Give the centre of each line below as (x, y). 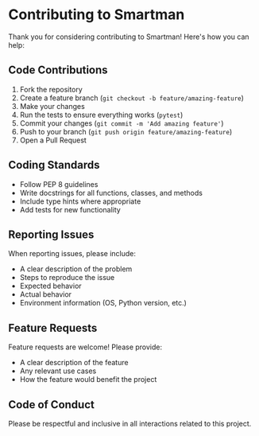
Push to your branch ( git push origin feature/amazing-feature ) (126, 131)
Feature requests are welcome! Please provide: (85, 347)
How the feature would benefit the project (88, 380)
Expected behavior (50, 286)
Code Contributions (58, 70)
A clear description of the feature (74, 363)
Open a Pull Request (53, 140)
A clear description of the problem (76, 269)
